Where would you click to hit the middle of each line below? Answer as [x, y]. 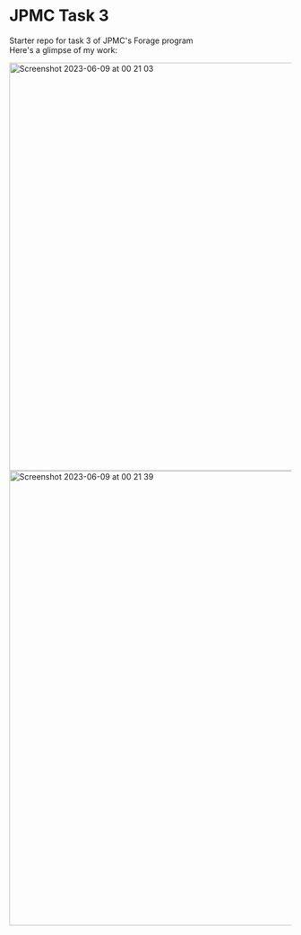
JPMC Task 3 [59, 16]
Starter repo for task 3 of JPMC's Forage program [102, 40]
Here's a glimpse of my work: [64, 49]
